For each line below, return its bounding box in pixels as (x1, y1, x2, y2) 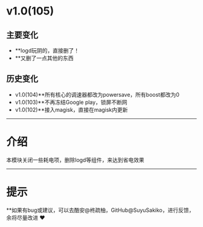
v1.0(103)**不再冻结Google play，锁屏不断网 (14, 98, 128, 106)
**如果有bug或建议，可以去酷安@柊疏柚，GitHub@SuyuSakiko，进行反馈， (6, 206, 195, 214)
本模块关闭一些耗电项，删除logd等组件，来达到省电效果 (6, 156, 144, 164)
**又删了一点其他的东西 (14, 54, 74, 62)
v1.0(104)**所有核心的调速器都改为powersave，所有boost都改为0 (14, 91, 180, 98)
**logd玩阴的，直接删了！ (14, 47, 80, 54)
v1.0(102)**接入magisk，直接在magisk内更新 (14, 106, 128, 113)
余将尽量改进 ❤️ (6, 214, 45, 221)
